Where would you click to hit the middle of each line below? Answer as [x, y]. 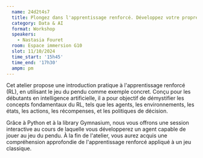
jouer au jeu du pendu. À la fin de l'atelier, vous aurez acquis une [87, 136]
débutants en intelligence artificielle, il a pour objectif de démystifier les [95, 98]
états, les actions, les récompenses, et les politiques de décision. [87, 111]
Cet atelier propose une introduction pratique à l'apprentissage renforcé [96, 85]
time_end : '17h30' [35, 62]
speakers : [24, 35]
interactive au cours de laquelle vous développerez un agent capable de [96, 129]
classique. [19, 148]
